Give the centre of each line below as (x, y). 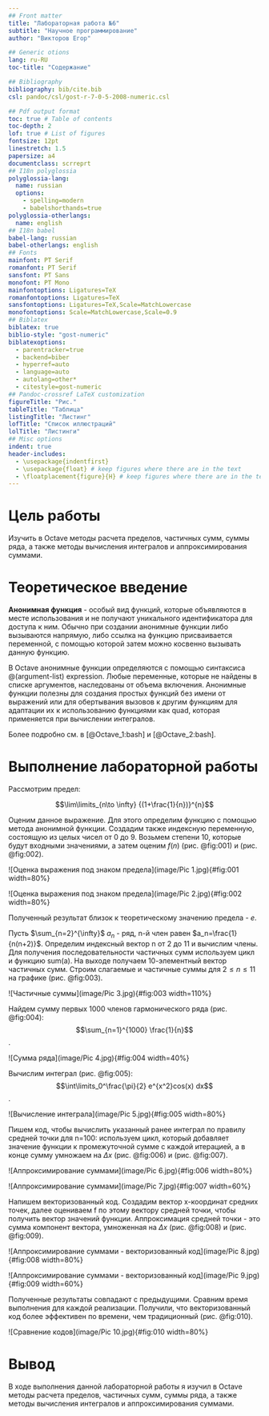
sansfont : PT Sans (39, 275)
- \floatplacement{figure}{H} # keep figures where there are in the (134, 476)
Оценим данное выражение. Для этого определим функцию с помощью (132, 820)
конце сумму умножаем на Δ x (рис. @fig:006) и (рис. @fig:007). (118, 1155)
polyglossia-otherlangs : (50, 216)
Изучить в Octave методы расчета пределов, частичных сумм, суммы (129, 539)
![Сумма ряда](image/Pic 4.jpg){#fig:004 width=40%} (99, 1058)
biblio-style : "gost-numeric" (59, 335)
